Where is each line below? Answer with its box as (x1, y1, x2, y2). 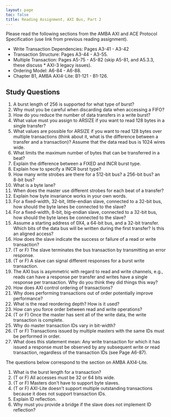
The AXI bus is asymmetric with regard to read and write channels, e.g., (13, 269, 163, 275)
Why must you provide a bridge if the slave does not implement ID (13, 402, 152, 408)
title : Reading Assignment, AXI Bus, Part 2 (6, 17, 101, 22)
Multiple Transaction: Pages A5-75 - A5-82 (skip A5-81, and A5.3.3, (13, 57, 154, 63)
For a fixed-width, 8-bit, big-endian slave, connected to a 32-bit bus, (13, 209, 157, 215)
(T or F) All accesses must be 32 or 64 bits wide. (13, 374, 116, 381)
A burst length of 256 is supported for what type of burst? (13, 101, 134, 107)
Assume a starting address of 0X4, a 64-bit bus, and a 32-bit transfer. (13, 220, 159, 226)
